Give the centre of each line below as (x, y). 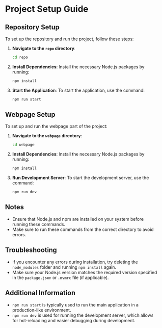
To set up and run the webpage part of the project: (56, 126)
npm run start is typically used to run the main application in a (75, 304)
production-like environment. (41, 310)
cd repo (20, 57)
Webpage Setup (30, 114)
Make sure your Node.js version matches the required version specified (84, 272)
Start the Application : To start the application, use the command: (78, 90)
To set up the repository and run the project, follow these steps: (69, 39)
